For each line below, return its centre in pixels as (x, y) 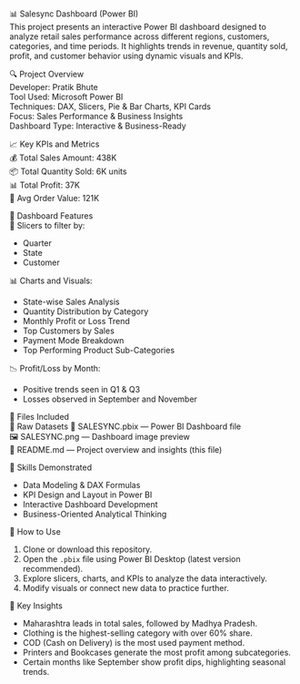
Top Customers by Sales (69, 331)
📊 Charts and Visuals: (51, 281)
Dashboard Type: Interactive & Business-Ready (98, 126)
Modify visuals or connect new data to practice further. (125, 588)
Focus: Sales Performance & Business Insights (96, 116)
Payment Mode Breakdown (73, 340)
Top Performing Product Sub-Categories (99, 350)
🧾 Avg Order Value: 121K (55, 198)
